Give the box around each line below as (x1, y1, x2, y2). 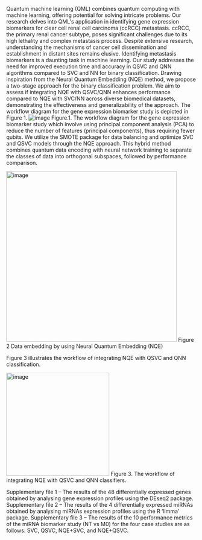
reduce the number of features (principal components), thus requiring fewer (6, 127, 195, 134)
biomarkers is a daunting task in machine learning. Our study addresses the (6, 57, 194, 63)
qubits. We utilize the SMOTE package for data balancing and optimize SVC (6, 133, 194, 141)
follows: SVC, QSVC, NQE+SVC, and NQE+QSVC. (6, 527, 129, 534)
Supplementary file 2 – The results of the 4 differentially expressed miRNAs (6, 501, 194, 508)
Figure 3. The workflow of (110, 471, 175, 477)
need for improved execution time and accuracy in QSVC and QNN (6, 63, 172, 70)
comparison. (6, 159, 38, 166)
